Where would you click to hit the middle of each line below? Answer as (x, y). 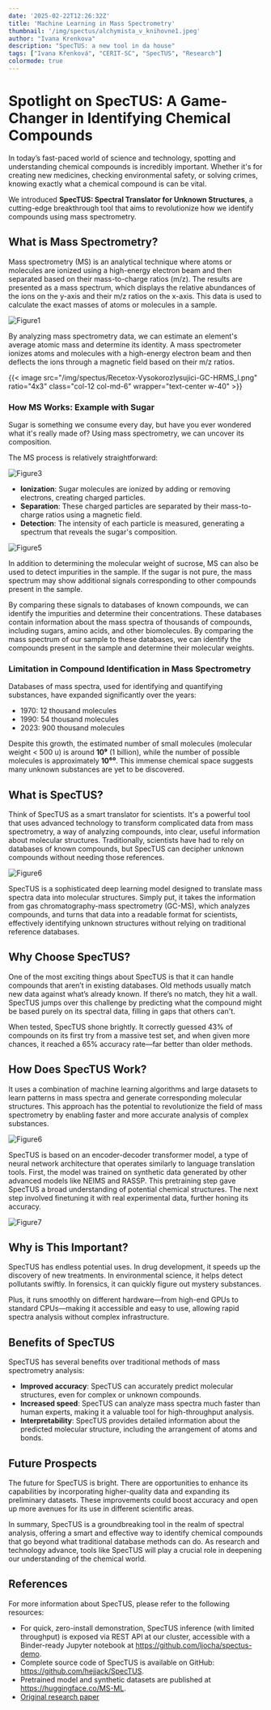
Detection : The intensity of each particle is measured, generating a (132, 523)
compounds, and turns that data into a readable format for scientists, (123, 915)
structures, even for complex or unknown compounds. (111, 1395)
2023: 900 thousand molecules (72, 728)
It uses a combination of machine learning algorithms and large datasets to (133, 1089)
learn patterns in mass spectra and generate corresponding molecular (125, 1097)
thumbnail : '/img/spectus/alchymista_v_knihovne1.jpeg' (104, 31)
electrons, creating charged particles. (83, 497)
